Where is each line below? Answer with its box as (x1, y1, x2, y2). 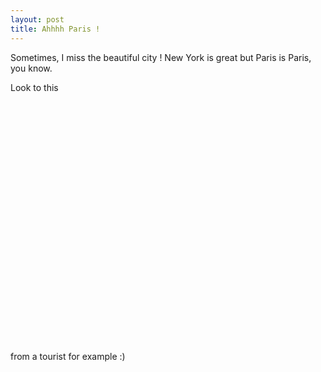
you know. (10, 62, 53, 74)
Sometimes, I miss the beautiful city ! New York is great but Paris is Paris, (10, 51, 312, 63)
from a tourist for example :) (10, 350, 126, 362)
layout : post (10, 14, 65, 25)
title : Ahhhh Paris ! (10, 24, 101, 34)
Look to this (10, 81, 59, 93)
